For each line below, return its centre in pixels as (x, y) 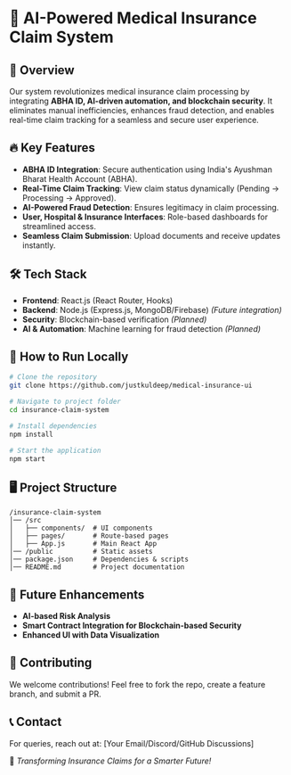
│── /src (25, 521)
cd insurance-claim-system (59, 410)
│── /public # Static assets (81, 552)
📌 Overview (42, 70)
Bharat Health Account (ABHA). (80, 178)
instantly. (39, 245)
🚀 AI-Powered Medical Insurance (133, 18)
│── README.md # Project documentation (97, 567)
